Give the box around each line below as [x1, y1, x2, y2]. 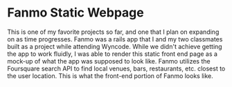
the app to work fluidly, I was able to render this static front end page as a [7, 50, 218, 58]
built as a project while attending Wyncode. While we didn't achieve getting [7, 42, 223, 50]
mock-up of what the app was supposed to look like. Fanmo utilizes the [7, 57, 211, 65]
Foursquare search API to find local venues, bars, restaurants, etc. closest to [7, 64, 226, 72]
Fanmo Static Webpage [7, 5, 144, 21]
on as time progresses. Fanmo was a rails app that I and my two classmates [7, 35, 223, 43]
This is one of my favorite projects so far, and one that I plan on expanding [7, 28, 220, 36]
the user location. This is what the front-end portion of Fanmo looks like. [7, 71, 213, 80]
